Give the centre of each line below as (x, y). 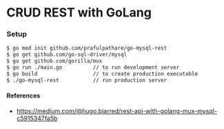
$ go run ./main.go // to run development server (93, 68)
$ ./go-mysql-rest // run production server (87, 80)
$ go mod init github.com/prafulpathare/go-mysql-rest (87, 48)
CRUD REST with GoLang (79, 13)
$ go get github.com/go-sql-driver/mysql (67, 55)
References (23, 96)
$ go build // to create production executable (102, 73)
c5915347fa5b (37, 118)
